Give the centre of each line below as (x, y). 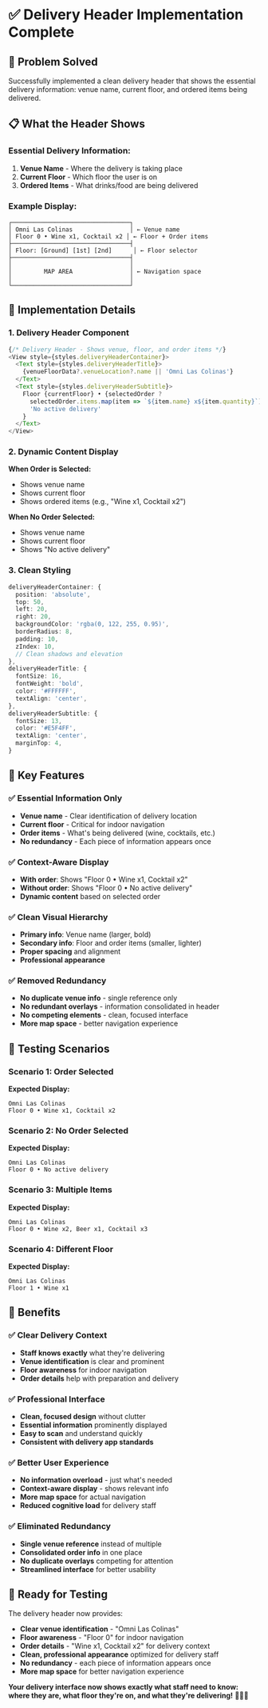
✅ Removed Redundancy (57, 981)
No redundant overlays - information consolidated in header (120, 1006)
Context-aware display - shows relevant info (94, 1489)
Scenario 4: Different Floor (61, 1249)
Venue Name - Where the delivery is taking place (101, 168)
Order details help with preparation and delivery (99, 1378)
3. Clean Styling (40, 570)
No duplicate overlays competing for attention (97, 1561)
